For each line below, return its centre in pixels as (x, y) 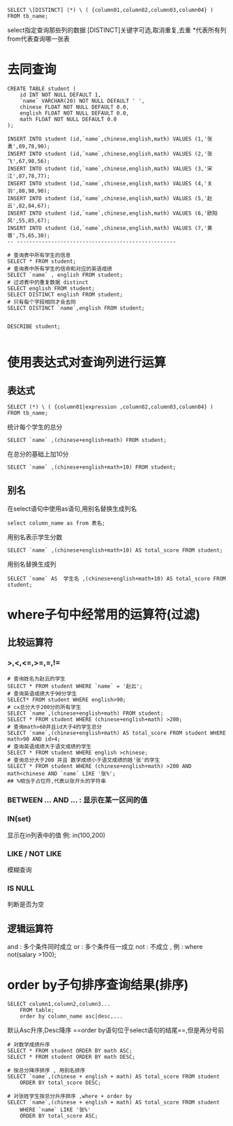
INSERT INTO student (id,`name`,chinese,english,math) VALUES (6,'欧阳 (112, 213)
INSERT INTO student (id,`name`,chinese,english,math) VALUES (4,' (107, 183)
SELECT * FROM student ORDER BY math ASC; (70, 1051)
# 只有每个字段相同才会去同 (42, 302)
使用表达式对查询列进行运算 (87, 363)
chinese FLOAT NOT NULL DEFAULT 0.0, (75, 107)
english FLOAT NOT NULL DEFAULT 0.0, (75, 113)
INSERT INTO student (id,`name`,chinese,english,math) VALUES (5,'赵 (110, 198)
